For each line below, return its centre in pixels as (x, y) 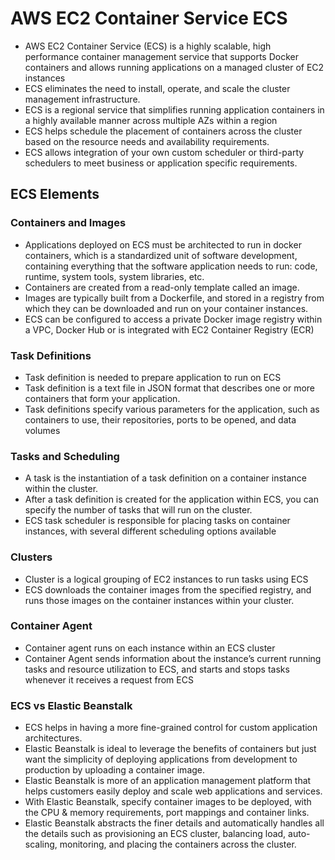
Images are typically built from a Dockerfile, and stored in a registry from (174, 298)
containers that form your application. (102, 398)
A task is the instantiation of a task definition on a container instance (165, 478)
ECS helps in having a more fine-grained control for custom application (171, 728)
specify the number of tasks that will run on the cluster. (138, 510)
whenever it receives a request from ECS (109, 679)
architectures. (53, 738)
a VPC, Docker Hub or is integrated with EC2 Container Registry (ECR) (169, 329)
